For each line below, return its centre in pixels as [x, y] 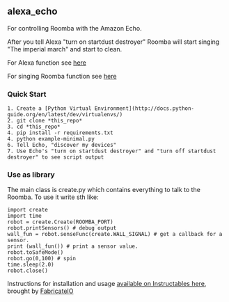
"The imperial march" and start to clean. [65, 49]
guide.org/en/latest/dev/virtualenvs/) [65, 115]
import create [28, 210]
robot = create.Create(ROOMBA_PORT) [60, 222]
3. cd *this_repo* [34, 127]
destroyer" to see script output [56, 157]
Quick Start [27, 94]
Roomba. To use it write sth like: [53, 197]
